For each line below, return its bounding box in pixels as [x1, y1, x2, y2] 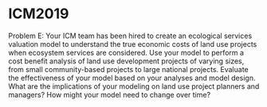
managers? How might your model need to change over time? [8, 90, 211, 99]
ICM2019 [8, 5, 69, 23]
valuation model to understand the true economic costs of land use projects [8, 39, 257, 48]
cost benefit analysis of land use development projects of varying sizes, [8, 56, 245, 66]
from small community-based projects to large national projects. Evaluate [8, 64, 249, 74]
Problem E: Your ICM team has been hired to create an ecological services [8, 31, 253, 40]
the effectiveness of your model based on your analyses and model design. [8, 73, 256, 82]
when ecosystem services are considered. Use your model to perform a [8, 48, 245, 57]
